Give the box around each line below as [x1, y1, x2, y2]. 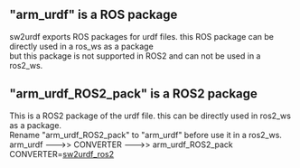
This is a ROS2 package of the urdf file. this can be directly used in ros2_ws [9, 110, 292, 121]
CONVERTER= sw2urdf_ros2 [9, 148, 115, 159]
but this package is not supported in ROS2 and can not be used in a [9, 50, 261, 61]
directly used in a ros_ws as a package [9, 41, 154, 51]
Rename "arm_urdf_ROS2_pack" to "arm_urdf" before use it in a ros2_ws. [9, 129, 283, 140]
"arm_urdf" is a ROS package [9, 7, 178, 23]
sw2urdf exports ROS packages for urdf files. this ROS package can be [9, 31, 274, 42]
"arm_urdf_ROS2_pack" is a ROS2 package [9, 86, 258, 102]
